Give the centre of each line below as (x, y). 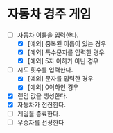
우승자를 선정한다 (41, 122)
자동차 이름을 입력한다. (48, 35)
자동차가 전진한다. (41, 104)
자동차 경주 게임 (49, 14)
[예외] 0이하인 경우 (53, 87)
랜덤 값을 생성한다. (42, 96)
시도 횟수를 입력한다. (45, 70)
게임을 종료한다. (38, 114)
